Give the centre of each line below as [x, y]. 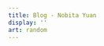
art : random [28, 30]
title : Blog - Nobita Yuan [52, 15]
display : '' [28, 23]
